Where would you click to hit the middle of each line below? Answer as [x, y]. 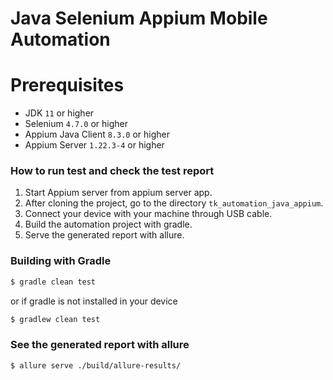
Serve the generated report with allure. [104, 235]
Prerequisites [67, 85]
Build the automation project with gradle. [108, 224]
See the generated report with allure [100, 345]
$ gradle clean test [53, 282]
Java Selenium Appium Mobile [139, 18]
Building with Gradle [61, 261]
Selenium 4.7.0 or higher [76, 124]
